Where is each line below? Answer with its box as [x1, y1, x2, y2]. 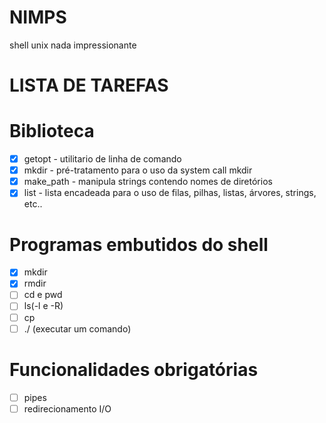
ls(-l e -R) [23, 300, 64, 312]
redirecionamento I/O [23, 402, 112, 415]
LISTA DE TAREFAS [9, 74, 169, 97]
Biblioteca [9, 120, 95, 143]
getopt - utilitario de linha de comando [23, 153, 182, 165]
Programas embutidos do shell [9, 233, 269, 256]
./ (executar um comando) [23, 322, 132, 335]
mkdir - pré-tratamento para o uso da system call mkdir [23, 164, 253, 176]
